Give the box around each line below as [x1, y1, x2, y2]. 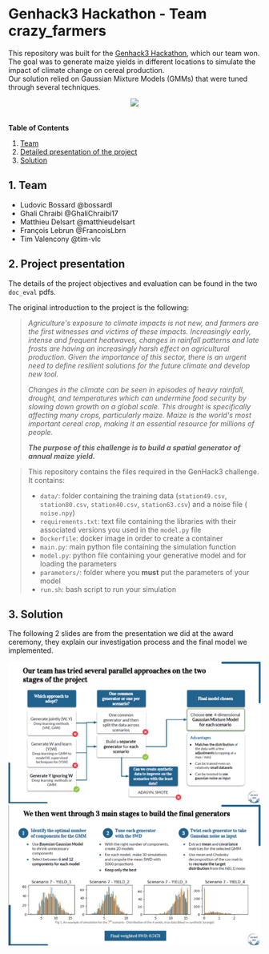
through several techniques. [8, 82, 101, 92]
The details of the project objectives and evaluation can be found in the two [8, 278, 258, 288]
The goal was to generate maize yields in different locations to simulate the [8, 57, 256, 66]
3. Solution [8, 607, 64, 621]
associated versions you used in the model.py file [39, 525, 202, 534]
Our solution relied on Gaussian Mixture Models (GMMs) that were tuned [8, 74, 248, 83]
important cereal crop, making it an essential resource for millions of [27, 418, 255, 429]
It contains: [27, 475, 66, 485]
